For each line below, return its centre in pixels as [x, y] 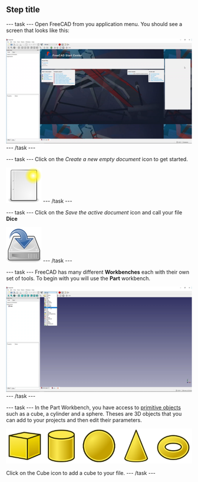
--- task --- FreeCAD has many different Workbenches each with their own [98, 272]
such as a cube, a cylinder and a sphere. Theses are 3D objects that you [94, 413]
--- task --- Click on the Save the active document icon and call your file [94, 213]
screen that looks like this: [38, 30]
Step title [23, 10]
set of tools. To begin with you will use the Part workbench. [78, 278]
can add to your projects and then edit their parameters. [74, 420]
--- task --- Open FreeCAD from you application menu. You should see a [94, 24]
